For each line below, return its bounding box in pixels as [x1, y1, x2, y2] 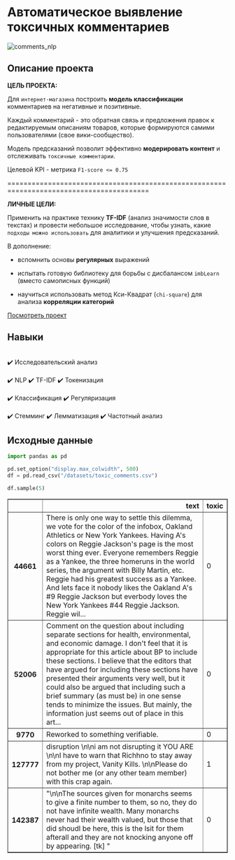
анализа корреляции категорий [17, 297, 114, 305]
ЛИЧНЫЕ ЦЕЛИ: [7, 200, 57, 208]
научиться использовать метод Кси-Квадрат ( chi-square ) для [17, 290, 203, 298]
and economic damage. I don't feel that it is [46, 638, 188, 648]
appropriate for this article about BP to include [46, 647, 198, 657]
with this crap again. [46, 777, 113, 786]
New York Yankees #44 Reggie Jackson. [46, 600, 180, 610]
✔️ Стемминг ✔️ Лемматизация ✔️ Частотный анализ [7, 411, 163, 420]
